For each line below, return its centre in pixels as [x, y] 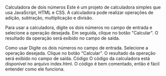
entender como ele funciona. [35, 69]
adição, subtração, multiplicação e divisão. [49, 18]
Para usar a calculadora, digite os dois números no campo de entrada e [79, 27]
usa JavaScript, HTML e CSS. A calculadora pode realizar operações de [79, 12]
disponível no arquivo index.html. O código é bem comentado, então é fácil [82, 64]
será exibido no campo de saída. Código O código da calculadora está [77, 58]
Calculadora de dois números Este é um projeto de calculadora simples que [83, 7]
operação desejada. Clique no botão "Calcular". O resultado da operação [80, 53]
